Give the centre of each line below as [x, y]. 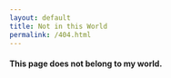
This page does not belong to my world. [86, 63]
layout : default [40, 18]
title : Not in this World [58, 26]
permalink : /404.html [50, 34]
